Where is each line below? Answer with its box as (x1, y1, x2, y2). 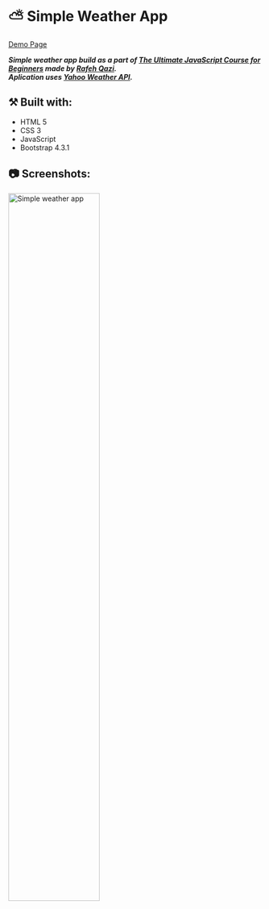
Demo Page (8, 39, 48, 49)
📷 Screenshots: (8, 167, 91, 181)
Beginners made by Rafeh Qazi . (8, 63, 117, 73)
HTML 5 (19, 117, 48, 127)
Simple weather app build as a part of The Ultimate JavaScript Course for (8, 55, 261, 65)
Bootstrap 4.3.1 (19, 143, 70, 152)
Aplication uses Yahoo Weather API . (8, 72, 133, 81)
